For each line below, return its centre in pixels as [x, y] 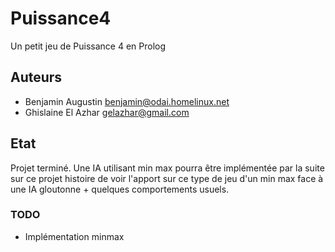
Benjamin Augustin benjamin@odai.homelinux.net [127, 101]
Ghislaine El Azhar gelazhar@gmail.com [107, 112]
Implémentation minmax [74, 236]
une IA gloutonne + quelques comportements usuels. [120, 189]
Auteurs [36, 77]
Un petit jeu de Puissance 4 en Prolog [88, 46]
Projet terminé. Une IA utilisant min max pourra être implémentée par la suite [167, 168]
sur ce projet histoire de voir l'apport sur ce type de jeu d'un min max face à [167, 178]
